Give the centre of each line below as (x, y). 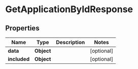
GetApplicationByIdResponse (69, 9)
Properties (22, 28)
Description (70, 42)
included (19, 59)
